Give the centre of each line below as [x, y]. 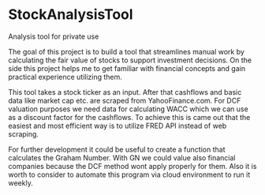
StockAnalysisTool [71, 15]
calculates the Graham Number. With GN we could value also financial [122, 157]
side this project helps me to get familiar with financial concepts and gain [127, 68]
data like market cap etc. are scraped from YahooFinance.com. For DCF [125, 100]
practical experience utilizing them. [65, 77]
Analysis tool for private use [54, 36]
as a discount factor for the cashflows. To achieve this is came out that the [129, 117]
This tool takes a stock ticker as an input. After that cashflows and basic [125, 92]
